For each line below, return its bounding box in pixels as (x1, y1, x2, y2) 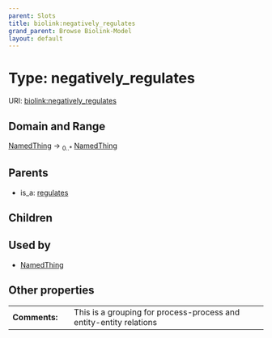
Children (8, 211, 53, 225)
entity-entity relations (74, 316, 158, 327)
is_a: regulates (19, 188, 69, 197)
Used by (8, 239, 51, 252)
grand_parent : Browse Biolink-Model (8, 27, 132, 35)
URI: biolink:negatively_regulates (8, 96, 117, 106)
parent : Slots (8, 11, 57, 20)
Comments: (12, 311, 58, 323)
